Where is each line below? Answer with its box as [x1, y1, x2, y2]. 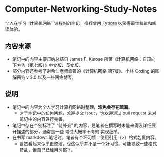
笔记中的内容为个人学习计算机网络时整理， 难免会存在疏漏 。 [12, 104, 133, 110]
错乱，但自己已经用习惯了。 [19, 147, 76, 153]
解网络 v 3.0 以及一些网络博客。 [12, 74, 77, 80]
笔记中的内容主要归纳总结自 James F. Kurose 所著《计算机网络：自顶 [12, 56, 152, 62]
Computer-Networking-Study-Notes [5, 3, 157, 15]
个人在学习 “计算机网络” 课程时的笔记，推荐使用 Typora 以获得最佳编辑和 [5, 20, 153, 26]
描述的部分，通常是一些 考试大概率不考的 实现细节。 [16, 128, 122, 134]
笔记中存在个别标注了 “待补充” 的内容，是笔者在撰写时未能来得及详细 [12, 122, 152, 128]
